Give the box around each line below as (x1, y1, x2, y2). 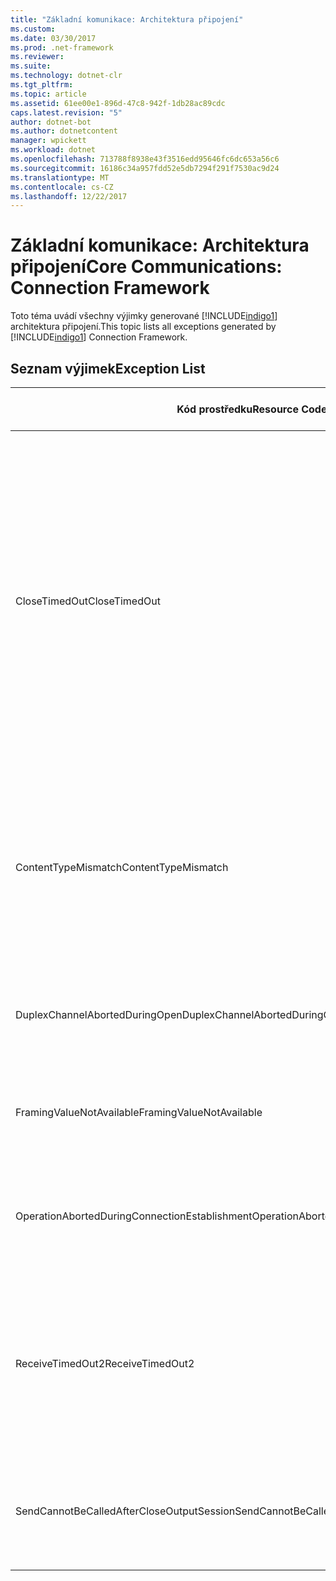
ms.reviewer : (10, 52, 65, 62)
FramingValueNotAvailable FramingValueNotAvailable (15, 1106, 263, 1119)
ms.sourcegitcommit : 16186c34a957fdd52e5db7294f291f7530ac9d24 (10, 163, 280, 173)
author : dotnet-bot (10, 117, 92, 127)
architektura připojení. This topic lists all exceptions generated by (10, 321, 277, 333)
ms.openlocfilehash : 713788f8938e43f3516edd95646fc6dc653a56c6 (10, 154, 280, 164)
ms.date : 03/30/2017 (10, 33, 97, 43)
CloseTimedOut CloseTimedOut (15, 594, 161, 608)
